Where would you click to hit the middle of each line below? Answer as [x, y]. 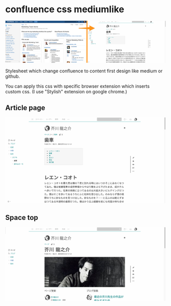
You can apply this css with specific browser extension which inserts [78, 86]
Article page [25, 108]
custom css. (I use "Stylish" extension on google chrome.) [66, 92]
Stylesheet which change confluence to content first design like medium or [84, 71]
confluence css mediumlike [65, 9]
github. [13, 76]
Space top [22, 217]
